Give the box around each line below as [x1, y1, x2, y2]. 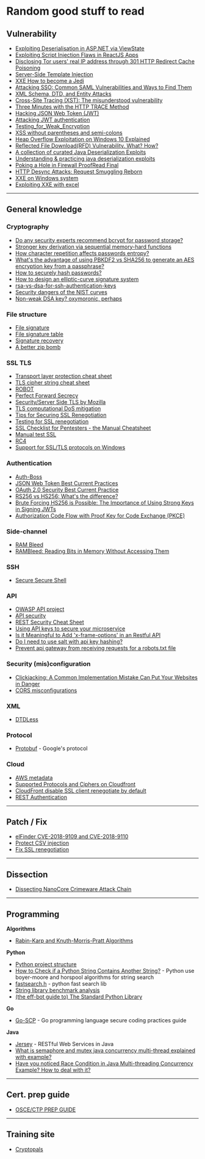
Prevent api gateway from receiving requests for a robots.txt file [15, 644, 176, 652]
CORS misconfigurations [15, 687, 77, 694]
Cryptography [6, 223, 49, 231]
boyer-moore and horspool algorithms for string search [15, 973, 154, 981]
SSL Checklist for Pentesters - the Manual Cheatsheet [15, 424, 151, 431]
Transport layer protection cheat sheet [15, 372, 112, 380]
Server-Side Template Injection [15, 71, 93, 78]
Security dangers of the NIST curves [15, 288, 108, 295]
